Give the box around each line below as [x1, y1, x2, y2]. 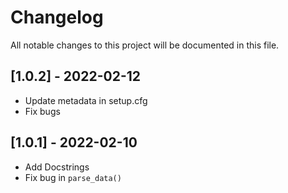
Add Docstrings [24, 161, 90, 173]
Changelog [10, 6, 104, 29]
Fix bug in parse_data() [24, 171, 122, 183]
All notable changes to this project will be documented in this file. [10, 39, 280, 51]
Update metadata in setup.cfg [24, 94, 148, 106]
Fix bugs [24, 105, 61, 117]
